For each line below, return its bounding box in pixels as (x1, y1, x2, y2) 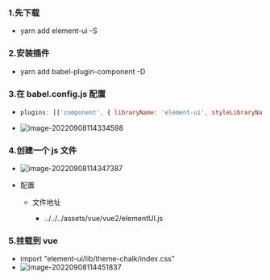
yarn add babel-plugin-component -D (19, 66, 146, 76)
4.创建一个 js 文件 (8, 144, 77, 156)
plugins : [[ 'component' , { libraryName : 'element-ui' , (19, 108, 209, 116)
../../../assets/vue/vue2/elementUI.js (44, 214, 164, 224)
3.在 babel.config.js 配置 (8, 88, 106, 99)
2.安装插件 (8, 48, 50, 59)
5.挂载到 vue (8, 235, 58, 246)
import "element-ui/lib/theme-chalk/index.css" (19, 254, 176, 264)
